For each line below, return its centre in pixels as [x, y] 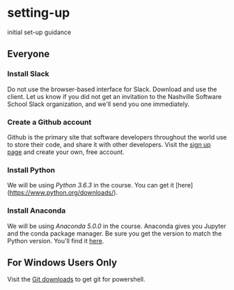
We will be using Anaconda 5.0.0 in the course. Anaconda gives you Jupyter [117, 226]
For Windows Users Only [62, 262]
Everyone [29, 54]
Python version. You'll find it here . [56, 241]
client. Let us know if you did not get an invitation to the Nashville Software [115, 96]
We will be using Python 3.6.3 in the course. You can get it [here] [100, 185]
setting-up [39, 13]
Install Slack [29, 74]
